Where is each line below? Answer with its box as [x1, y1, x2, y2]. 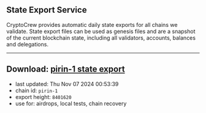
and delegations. [6, 40, 49, 48]
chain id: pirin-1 [15, 87, 58, 94]
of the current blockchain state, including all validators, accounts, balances [6, 34, 196, 42]
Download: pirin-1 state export [6, 64, 125, 75]
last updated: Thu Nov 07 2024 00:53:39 [15, 80, 119, 87]
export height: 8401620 [15, 93, 72, 100]
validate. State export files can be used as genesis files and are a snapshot [6, 27, 196, 35]
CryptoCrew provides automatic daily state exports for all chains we [6, 21, 178, 28]
